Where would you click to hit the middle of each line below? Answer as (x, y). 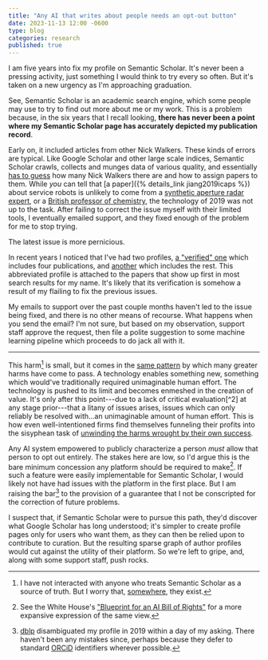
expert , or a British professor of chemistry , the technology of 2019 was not (131, 201)
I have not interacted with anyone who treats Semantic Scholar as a (130, 583)
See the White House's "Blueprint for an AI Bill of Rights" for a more (130, 607)
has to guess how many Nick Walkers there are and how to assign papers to (133, 176)
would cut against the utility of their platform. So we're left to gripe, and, (126, 551)
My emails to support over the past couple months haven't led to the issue (130, 307)
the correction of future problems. (64, 502)
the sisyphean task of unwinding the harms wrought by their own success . (131, 433)
